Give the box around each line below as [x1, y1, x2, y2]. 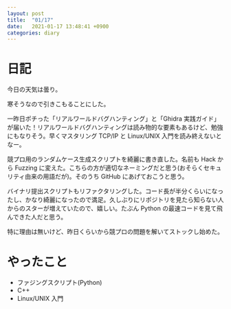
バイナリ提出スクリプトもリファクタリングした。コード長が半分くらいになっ [7, 187, 224, 195]
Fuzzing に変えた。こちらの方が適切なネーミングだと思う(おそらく [14, 163, 204, 172]
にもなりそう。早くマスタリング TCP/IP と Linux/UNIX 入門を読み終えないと [7, 132, 222, 140]
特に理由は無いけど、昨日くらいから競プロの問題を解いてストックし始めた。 [7, 228, 223, 236]
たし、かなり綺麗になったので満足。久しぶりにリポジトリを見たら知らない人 [7, 196, 224, 204]
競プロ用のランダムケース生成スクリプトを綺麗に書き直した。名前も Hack [7, 155, 217, 163]
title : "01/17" [7, 17, 54, 23]
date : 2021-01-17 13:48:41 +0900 [7, 23, 109, 30]
